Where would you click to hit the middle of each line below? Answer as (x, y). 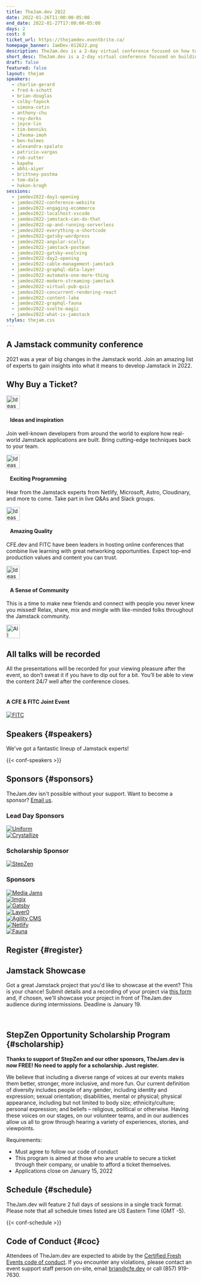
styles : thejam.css (31, 320)
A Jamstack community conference (75, 345)
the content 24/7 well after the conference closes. (68, 681)
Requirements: (24, 1140)
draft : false (23, 62)
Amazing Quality (31, 531)
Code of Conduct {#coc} (53, 1241)
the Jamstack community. (38, 616)
